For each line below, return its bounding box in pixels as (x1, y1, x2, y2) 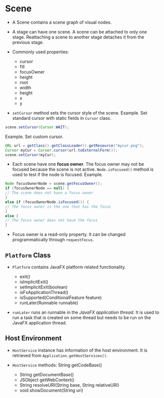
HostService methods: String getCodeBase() (12, 362, 102, 368)
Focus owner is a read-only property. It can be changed (12, 231, 126, 237)
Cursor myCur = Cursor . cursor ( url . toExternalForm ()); (5, 147, 118, 153)
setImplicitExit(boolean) (19, 284, 68, 290)
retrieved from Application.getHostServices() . (12, 352, 108, 358)
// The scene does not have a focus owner (5, 190, 94, 195)
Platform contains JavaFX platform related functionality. (12, 264, 126, 270)
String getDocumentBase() (19, 371, 74, 377)
